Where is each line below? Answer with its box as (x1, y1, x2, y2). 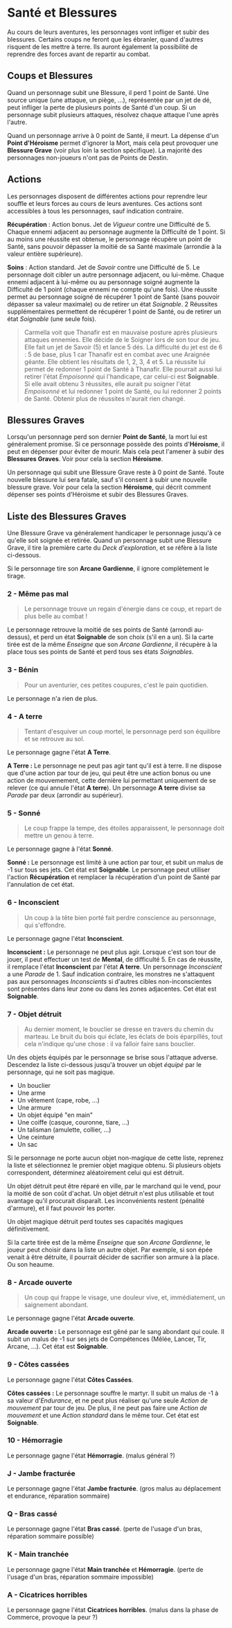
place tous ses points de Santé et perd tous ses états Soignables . (7, 648, 194, 656)
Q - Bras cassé (7, 1509, 57, 1519)
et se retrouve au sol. (24, 735, 85, 743)
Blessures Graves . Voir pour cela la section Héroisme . (7, 455, 163, 463)
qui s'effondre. (24, 921, 66, 929)
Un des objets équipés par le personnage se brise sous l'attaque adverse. (7, 1053, 218, 1062)
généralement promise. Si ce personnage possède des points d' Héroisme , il (7, 440, 225, 449)
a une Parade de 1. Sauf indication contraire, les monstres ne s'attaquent (7, 969, 215, 978)
